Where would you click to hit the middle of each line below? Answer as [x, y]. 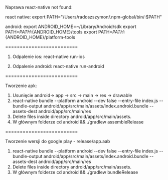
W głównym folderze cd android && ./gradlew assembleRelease [78, 122]
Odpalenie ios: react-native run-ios [49, 56]
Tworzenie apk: [21, 85]
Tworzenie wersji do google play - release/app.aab [58, 141]
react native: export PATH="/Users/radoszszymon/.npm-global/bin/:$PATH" [83, 17]
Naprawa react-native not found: [39, 7]
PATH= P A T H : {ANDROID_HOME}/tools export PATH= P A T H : [65, 32]
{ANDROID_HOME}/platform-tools [40, 37]
